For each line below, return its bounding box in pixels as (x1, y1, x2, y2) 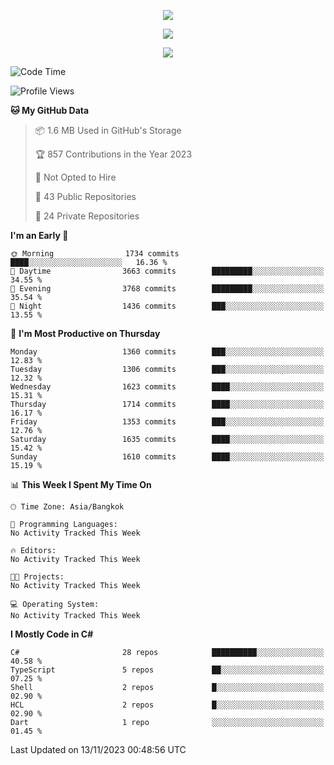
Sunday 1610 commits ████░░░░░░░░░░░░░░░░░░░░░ (10, 452, 325, 462)
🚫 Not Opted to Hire (34, 171, 117, 183)
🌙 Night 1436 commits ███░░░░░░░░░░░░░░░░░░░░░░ (10, 301, 325, 311)
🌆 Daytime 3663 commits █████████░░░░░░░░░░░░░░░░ (10, 266, 325, 276)
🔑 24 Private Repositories (34, 210, 140, 222)
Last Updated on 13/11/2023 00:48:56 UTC (10, 744, 187, 755)
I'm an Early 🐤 (10, 230, 69, 241)
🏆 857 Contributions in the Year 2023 (34, 148, 193, 160)
